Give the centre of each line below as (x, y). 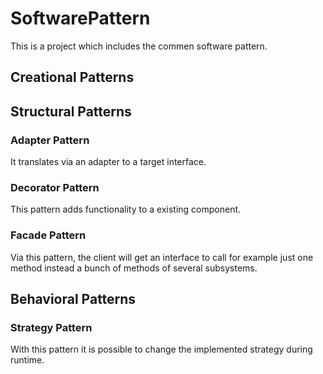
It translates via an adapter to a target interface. (108, 162)
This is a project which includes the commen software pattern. (139, 46)
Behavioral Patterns (73, 299)
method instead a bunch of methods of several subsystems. (134, 268)
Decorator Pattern (55, 187)
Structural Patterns (71, 111)
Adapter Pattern (50, 140)
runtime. (27, 360)
